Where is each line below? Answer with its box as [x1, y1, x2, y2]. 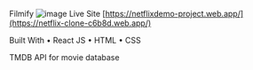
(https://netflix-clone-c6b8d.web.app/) [9, 18, 152, 28]
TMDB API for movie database [9, 52, 120, 62]
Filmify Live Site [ [9, 9, 106, 19]
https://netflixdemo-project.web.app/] [105, 9, 244, 19]
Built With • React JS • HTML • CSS [9, 35, 141, 45]
